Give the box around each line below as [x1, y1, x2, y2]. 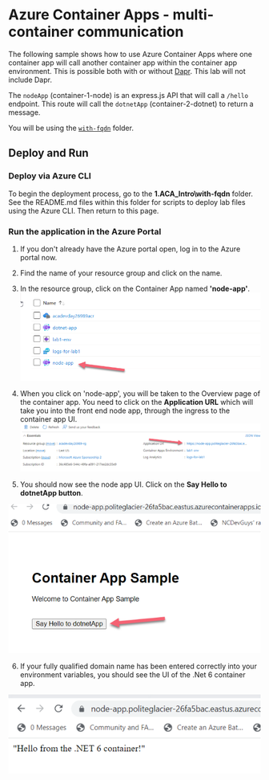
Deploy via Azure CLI [8, 170, 91, 182]
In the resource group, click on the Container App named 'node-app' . [19, 284, 251, 293]
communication [77, 22, 184, 41]
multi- [172, 6, 215, 24]
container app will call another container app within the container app [8, 58, 238, 67]
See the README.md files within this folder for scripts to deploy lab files [8, 197, 246, 206]
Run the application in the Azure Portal [8, 226, 162, 237]
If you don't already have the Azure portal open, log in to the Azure [19, 243, 241, 254]
